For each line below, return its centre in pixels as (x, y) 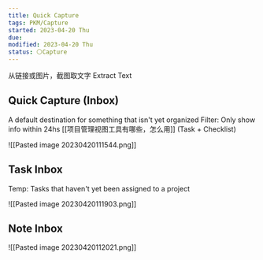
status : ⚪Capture (38, 52)
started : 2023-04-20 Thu (49, 30)
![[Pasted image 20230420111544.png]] (72, 145)
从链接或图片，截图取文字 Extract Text (70, 75)
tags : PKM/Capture (38, 23)
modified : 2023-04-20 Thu (50, 45)
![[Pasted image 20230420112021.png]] (72, 247)
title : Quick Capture (44, 15)
